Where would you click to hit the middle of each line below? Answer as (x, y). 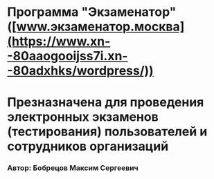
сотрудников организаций (88, 147)
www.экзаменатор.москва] (100, 27)
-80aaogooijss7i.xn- (68, 56)
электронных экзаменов (83, 117)
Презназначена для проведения (106, 103)
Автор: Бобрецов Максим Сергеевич (73, 168)
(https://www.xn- (59, 41)
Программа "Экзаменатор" (92, 12)
